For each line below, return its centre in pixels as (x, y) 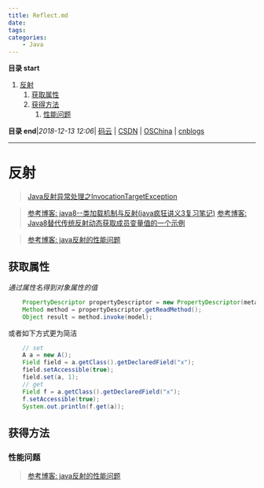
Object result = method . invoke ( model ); (88, 317)
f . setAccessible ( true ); (61, 399)
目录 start (24, 68)
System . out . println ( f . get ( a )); (73, 406)
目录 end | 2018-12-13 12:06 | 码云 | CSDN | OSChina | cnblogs (106, 131)
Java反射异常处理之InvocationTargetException (102, 197)
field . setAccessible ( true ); (68, 370)
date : (17, 23)
